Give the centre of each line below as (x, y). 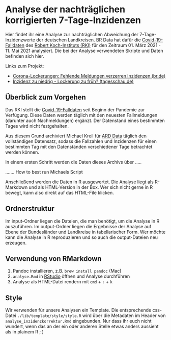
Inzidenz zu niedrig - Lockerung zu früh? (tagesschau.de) (73, 81)
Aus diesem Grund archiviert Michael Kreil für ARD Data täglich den (76, 136)
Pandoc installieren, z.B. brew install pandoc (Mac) (67, 271)
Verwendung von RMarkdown (53, 259)
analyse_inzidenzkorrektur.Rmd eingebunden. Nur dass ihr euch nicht (78, 321)
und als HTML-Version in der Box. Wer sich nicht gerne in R (91, 187)
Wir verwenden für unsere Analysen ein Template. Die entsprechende (78, 310)
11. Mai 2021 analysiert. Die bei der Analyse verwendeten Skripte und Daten (84, 51)
